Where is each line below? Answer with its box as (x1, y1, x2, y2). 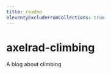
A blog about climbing (6, 61, 62, 68)
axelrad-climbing (6, 41, 95, 55)
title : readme (6, 8, 43, 15)
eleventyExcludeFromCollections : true (6, 15, 105, 21)
